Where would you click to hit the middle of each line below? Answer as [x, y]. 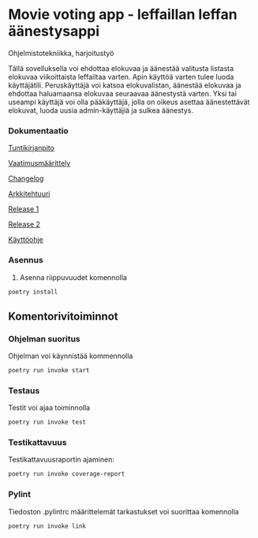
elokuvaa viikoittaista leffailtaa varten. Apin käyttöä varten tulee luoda [121, 77]
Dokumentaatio [38, 130]
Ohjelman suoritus [44, 338]
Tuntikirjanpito [32, 148]
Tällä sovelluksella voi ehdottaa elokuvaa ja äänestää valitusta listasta [121, 68]
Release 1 [24, 209]
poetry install [33, 292]
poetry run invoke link [47, 526]
